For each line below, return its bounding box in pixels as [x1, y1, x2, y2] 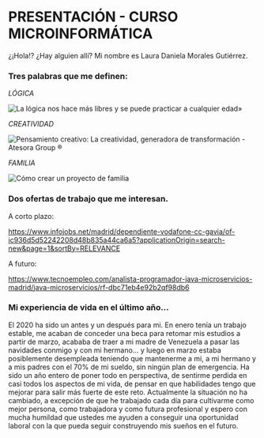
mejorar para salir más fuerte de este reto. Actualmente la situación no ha [8, 387, 247, 397]
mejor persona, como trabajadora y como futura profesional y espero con [8, 404, 247, 413]
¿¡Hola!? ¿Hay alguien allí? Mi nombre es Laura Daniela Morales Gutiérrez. [8, 51, 248, 60]
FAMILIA [8, 158, 36, 168]
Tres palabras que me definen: [8, 70, 128, 81]
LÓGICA [8, 89, 35, 98]
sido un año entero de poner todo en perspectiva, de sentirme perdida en [8, 370, 247, 379]
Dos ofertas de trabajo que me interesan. [8, 194, 168, 205]
